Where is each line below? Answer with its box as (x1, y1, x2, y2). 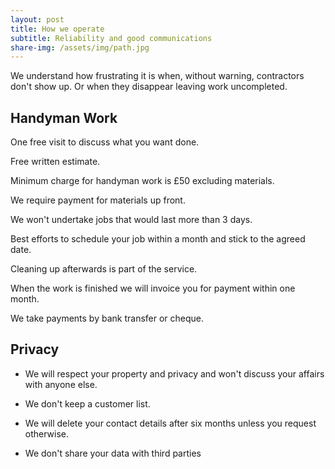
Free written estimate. (10, 156, 101, 168)
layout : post (10, 14, 65, 25)
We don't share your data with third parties (24, 447, 202, 459)
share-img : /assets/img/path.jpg (10, 42, 150, 53)
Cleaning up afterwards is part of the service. (10, 263, 198, 275)
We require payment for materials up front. (10, 194, 186, 206)
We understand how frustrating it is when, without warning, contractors (10, 70, 305, 82)
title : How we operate (10, 24, 105, 34)
